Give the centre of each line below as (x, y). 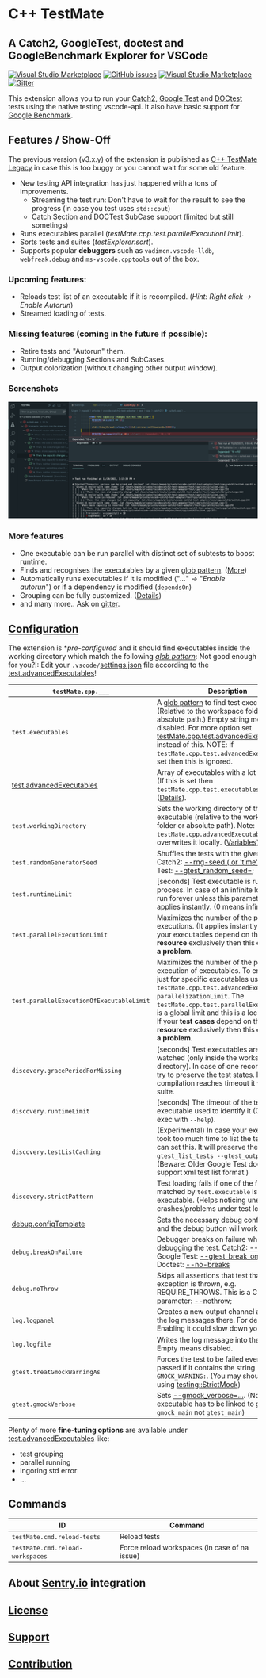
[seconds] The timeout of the (205, 1102)
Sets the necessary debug (200, 1220)
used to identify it (223, 1110)
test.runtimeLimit (42, 895)
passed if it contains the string (206, 1367)
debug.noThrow (35, 1289)
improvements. (44, 191)
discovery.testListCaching (56, 1152)
